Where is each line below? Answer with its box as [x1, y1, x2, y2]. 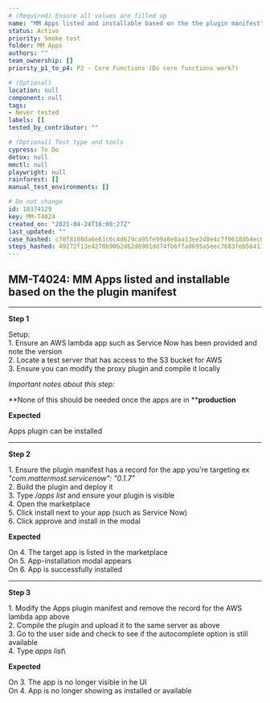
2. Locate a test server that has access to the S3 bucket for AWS [8, 355, 223, 365]
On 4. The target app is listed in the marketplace [8, 547, 168, 556]
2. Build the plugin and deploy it [8, 482, 113, 491]
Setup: [8, 329, 31, 339]
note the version [8, 346, 63, 356]
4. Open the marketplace [8, 498, 91, 508]
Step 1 [8, 313, 30, 323]
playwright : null [8, 168, 67, 176]
